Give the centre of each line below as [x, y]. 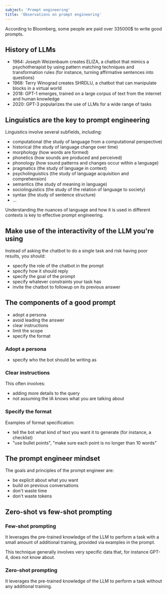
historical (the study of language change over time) [65, 147]
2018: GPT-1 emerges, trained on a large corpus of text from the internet [87, 93]
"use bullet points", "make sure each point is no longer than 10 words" [84, 442]
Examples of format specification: [40, 422]
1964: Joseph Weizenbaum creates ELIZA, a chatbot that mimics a [80, 62]
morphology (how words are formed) [50, 152]
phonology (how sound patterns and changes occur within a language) [85, 163]
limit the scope [28, 330]
